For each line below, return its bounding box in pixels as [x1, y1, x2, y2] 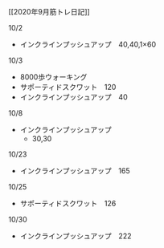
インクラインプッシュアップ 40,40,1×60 [19, 39, 157, 49]
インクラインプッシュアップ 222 [19, 231, 132, 241]
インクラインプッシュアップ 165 [19, 166, 130, 175]
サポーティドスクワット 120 [19, 83, 117, 91]
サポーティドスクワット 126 [19, 199, 117, 208]
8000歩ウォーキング [19, 72, 88, 82]
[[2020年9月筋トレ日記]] [8, 7, 90, 16]
